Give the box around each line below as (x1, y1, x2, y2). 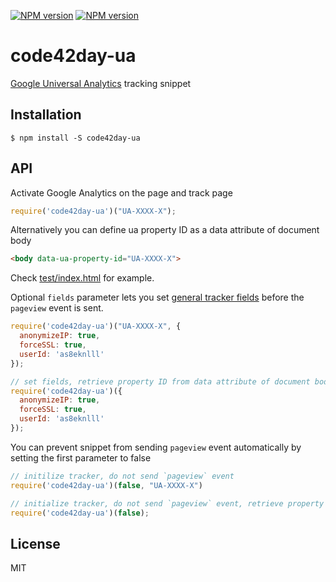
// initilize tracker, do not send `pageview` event (10, 471, 235, 481)
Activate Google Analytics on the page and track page (10, 186, 233, 199)
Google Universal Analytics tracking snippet (10, 77, 192, 89)
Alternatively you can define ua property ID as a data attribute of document (10, 224, 320, 236)
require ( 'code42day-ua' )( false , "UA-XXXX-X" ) (10, 480, 203, 490)
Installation (10, 106, 82, 124)
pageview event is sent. (10, 302, 104, 314)
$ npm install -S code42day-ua (10, 133, 141, 143)
